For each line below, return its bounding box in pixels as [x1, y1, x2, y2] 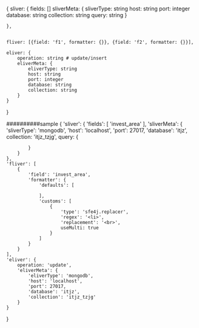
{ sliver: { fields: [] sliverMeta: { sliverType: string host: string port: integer [6, 5, 190, 12]
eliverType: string [28, 66, 78, 72]
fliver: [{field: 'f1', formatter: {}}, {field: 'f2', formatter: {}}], [6, 39, 194, 45]
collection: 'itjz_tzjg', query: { [6, 133, 79, 140]
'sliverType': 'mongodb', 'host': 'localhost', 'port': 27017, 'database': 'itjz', [6, 127, 188, 134]
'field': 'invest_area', [28, 171, 91, 178]
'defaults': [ [38, 182, 75, 188]
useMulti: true [60, 225, 99, 231]
